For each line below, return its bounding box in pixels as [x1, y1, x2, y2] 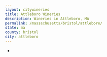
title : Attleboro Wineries [5, 12, 61, 17]
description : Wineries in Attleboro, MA [5, 16, 90, 21]
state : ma [5, 25, 26, 30]
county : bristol [5, 30, 38, 35]
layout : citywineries [5, 7, 50, 12]
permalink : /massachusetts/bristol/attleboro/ [5, 20, 103, 26]
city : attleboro [5, 35, 38, 39]
